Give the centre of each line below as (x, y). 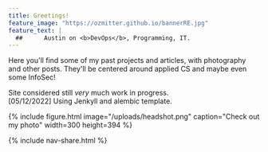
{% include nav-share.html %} (58, 141)
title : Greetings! (39, 16)
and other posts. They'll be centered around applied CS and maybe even (128, 69)
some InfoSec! (32, 77)
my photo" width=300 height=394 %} (71, 125)
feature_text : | (35, 30)
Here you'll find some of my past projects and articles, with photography (127, 60)
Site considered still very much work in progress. (89, 93)
